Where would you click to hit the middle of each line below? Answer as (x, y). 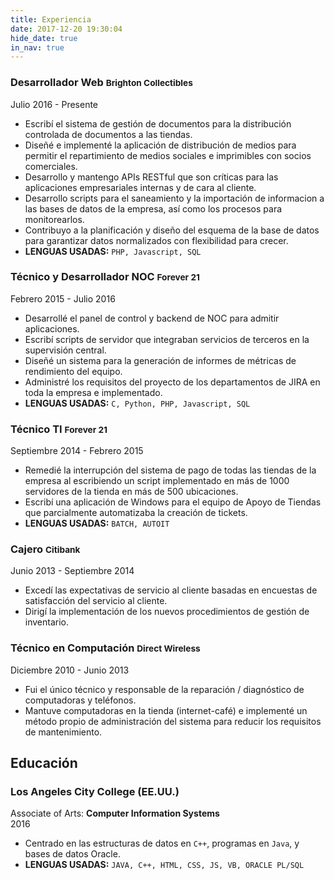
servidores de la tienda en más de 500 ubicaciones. (131, 492)
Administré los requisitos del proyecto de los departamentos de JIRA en (172, 382)
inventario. (47, 622)
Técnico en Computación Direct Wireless (105, 648)
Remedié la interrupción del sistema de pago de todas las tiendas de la (170, 470)
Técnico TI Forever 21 (59, 429)
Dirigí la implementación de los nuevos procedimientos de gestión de (167, 612)
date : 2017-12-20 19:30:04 (66, 29)
